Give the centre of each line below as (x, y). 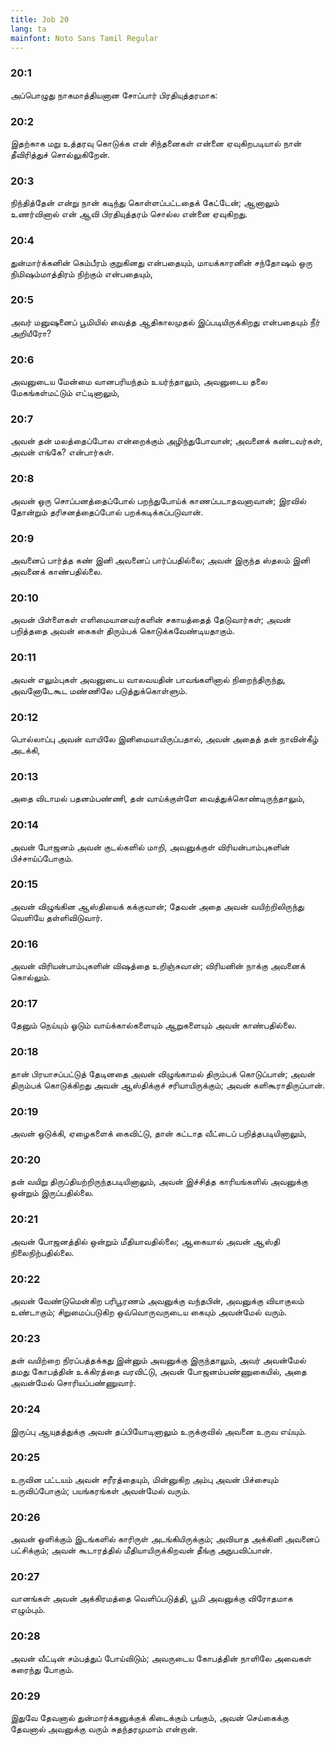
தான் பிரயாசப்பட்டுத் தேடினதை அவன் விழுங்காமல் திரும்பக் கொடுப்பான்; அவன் (163, 1073)
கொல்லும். (30, 977)
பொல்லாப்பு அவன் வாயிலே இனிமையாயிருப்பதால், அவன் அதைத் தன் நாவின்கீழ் (164, 738)
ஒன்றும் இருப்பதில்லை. (52, 1193)
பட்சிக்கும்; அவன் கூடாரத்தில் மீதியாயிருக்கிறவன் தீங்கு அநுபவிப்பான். (141, 1550)
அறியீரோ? (31, 333)
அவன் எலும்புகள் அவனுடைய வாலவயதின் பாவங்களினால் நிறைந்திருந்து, (148, 679)
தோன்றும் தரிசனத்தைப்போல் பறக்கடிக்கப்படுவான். (107, 512)
